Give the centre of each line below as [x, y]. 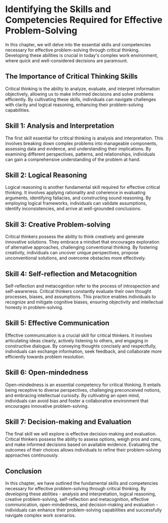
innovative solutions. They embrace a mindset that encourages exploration [82, 242]
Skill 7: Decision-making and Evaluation [68, 422]
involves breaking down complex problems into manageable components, [81, 143]
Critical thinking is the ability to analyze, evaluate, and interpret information [82, 89]
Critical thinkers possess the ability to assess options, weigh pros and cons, [83, 439]
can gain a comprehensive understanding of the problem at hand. [73, 159]
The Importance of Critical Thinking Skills [71, 77]
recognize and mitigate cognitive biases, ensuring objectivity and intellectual [84, 302]
